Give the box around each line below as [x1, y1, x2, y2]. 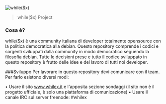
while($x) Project [17, 14, 53, 20]
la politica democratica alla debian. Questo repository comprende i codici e [5, 43, 159, 49]
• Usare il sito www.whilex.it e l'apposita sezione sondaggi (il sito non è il [5, 84, 155, 90]
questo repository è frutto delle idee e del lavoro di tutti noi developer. [5, 59, 148, 65]
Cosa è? [5, 26, 25, 33]
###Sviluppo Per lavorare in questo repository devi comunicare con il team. [5, 69, 160, 75]
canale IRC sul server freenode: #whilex [5, 95, 87, 101]
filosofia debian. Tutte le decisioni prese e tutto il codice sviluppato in [5, 54, 147, 60]
